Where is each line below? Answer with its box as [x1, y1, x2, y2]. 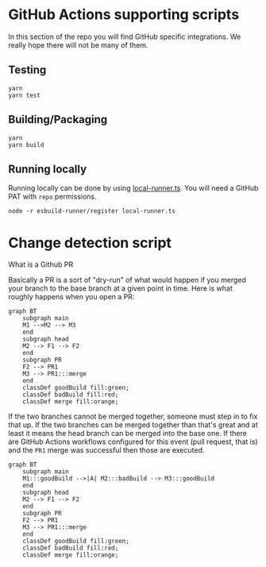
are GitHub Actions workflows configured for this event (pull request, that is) [8, 437, 258, 446]
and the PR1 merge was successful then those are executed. [8, 445, 205, 455]
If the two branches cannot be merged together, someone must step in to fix [8, 411, 258, 422]
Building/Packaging [8, 113, 108, 126]
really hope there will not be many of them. [8, 40, 148, 49]
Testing [8, 64, 47, 77]
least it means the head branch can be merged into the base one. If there [8, 429, 248, 438]
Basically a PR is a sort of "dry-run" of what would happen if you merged [8, 276, 246, 285]
